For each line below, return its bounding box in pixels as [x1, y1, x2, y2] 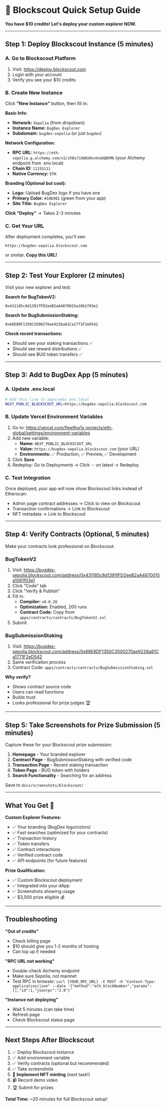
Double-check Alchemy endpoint [12, 967, 80, 973]
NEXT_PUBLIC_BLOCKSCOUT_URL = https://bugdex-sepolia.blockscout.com [5, 401, 147, 406]
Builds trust [12, 694, 36, 700]
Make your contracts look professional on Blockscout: [5, 543, 115, 549]
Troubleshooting [5, 915, 58, 924]
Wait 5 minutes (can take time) [12, 1006, 75, 1012]
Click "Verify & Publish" [12, 588, 60, 594]
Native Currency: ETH [12, 170, 57, 176]
